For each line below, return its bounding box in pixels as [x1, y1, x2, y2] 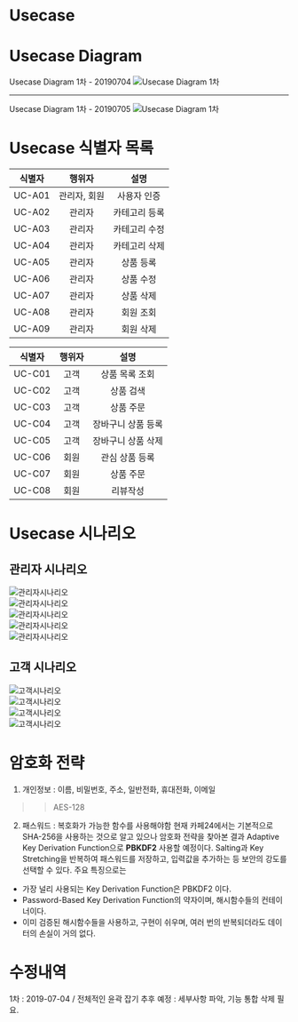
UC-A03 [13, 223, 51, 236]
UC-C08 [13, 484, 51, 497]
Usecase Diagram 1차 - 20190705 [9, 104, 131, 115]
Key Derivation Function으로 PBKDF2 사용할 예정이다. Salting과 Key [21, 842, 264, 853]
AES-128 [52, 802, 85, 812]
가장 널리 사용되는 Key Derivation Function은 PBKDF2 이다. [21, 883, 232, 894]
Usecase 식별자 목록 [9, 139, 154, 158]
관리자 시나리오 [9, 562, 88, 577]
